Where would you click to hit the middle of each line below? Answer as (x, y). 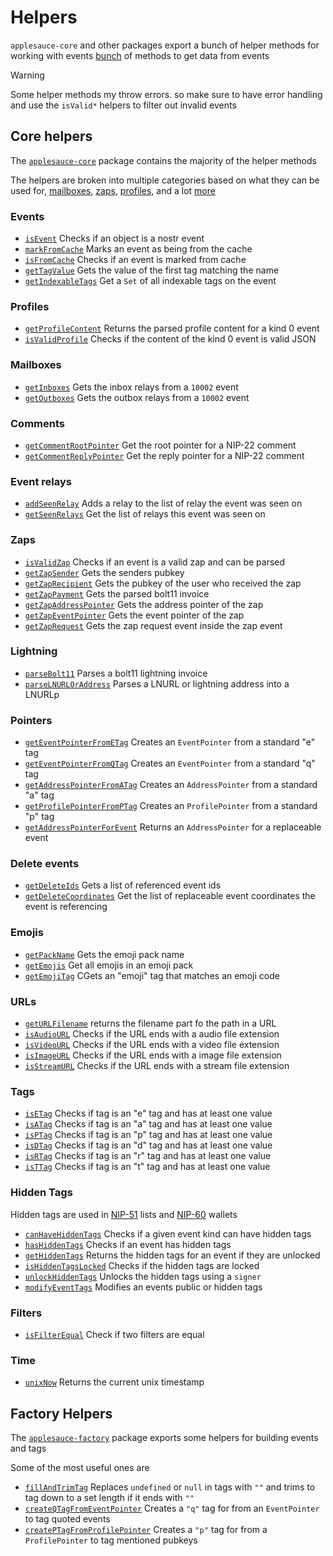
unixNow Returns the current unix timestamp (114, 1382)
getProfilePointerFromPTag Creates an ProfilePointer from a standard (171, 806)
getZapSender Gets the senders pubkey (104, 572)
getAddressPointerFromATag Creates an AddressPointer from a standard (171, 785)
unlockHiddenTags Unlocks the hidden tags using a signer (143, 1276)
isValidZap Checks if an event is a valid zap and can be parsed (155, 562)
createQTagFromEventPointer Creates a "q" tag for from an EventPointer (172, 1508)
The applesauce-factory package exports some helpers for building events (164, 1438)
